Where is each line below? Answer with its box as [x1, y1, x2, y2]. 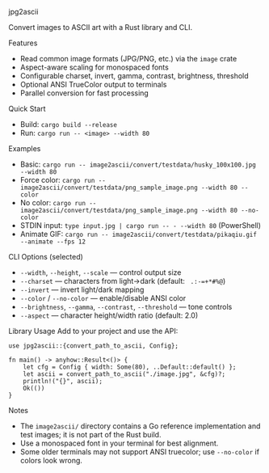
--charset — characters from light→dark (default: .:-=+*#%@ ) [19, 277, 226, 285]
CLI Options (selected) [8, 252, 83, 261]
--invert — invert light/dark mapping [19, 285, 145, 294]
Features [8, 38, 38, 48]
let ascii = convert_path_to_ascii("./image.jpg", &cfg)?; [23, 370, 226, 378]
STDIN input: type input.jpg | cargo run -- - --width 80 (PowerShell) [19, 221, 261, 230]
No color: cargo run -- [19, 198, 97, 207]
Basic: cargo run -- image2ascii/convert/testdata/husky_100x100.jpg [19, 159, 256, 169]
